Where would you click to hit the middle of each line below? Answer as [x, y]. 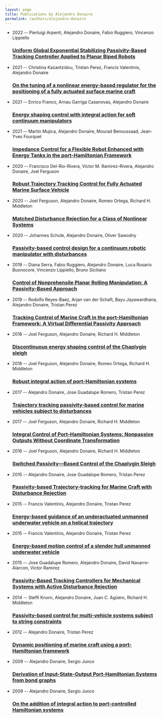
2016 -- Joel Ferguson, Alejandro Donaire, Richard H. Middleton [76, 451]
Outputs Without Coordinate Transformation [66, 440]
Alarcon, [20, 568]
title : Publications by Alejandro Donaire [49, 14]
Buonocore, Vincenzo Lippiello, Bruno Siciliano [59, 270]
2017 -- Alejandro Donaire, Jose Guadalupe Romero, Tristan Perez [79, 392]
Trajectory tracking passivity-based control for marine [78, 405]
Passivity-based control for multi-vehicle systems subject [82, 615]
